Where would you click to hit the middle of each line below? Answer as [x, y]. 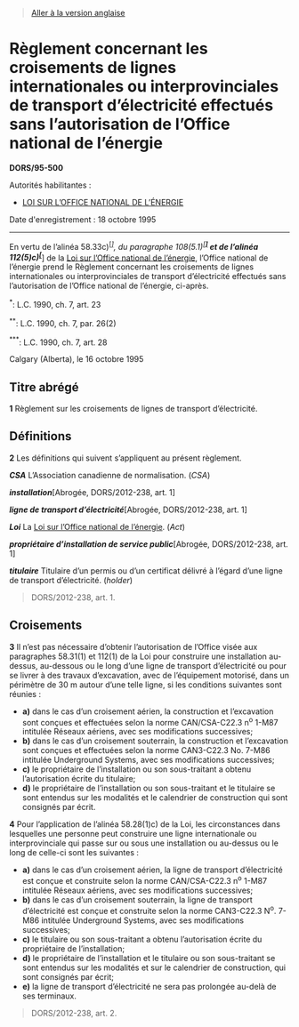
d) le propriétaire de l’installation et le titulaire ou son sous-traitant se [149, 958]
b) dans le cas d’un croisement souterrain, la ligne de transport [137, 899]
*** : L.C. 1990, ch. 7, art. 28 [59, 341]
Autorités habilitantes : [50, 185]
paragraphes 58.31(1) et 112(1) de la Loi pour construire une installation [138, 656]
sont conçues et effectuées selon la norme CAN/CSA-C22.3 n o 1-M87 [150, 721]
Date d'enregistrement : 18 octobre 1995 [83, 219]
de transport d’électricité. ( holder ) [71, 580]
